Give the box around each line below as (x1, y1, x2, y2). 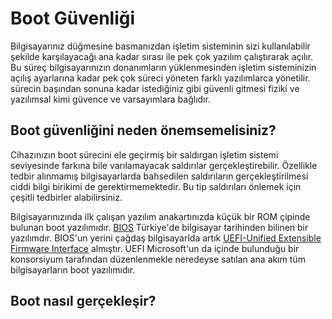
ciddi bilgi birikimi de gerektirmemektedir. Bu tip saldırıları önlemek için (10, 180, 302, 192)
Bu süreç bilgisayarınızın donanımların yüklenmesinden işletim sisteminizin (10, 61, 317, 73)
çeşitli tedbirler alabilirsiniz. (10, 191, 123, 203)
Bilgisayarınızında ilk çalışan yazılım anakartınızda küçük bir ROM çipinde (10, 210, 311, 222)
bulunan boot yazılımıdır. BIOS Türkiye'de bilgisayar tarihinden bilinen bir (10, 221, 309, 233)
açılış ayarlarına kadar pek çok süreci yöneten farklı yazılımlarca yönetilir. (10, 72, 311, 84)
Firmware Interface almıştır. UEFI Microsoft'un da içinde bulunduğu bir (10, 242, 300, 254)
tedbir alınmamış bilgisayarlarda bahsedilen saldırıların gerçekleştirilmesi (10, 170, 309, 182)
